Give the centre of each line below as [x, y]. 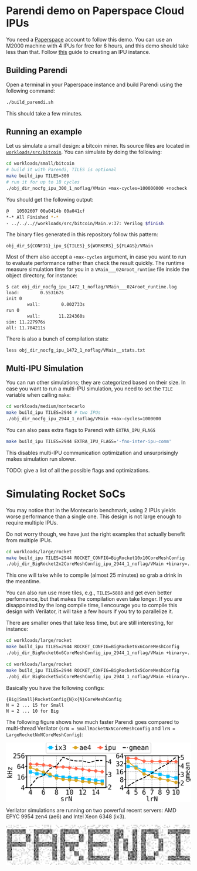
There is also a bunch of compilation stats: [57, 339]
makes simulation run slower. [41, 459]
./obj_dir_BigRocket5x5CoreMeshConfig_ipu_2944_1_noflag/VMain [85, 676]
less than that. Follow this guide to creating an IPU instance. [78, 52]
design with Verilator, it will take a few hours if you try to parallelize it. [90, 611]
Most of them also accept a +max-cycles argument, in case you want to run [96, 257]
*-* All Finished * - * [33, 217]
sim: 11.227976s [26, 322]
